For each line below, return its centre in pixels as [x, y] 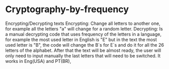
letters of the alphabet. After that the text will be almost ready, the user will [83, 50]
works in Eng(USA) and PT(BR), [38, 61]
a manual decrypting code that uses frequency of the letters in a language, [83, 34]
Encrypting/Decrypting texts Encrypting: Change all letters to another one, [83, 23]
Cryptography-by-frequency [67, 9]
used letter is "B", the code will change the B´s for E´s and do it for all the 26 [84, 45]
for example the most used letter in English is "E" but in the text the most [81, 40]
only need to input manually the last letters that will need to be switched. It [83, 56]
